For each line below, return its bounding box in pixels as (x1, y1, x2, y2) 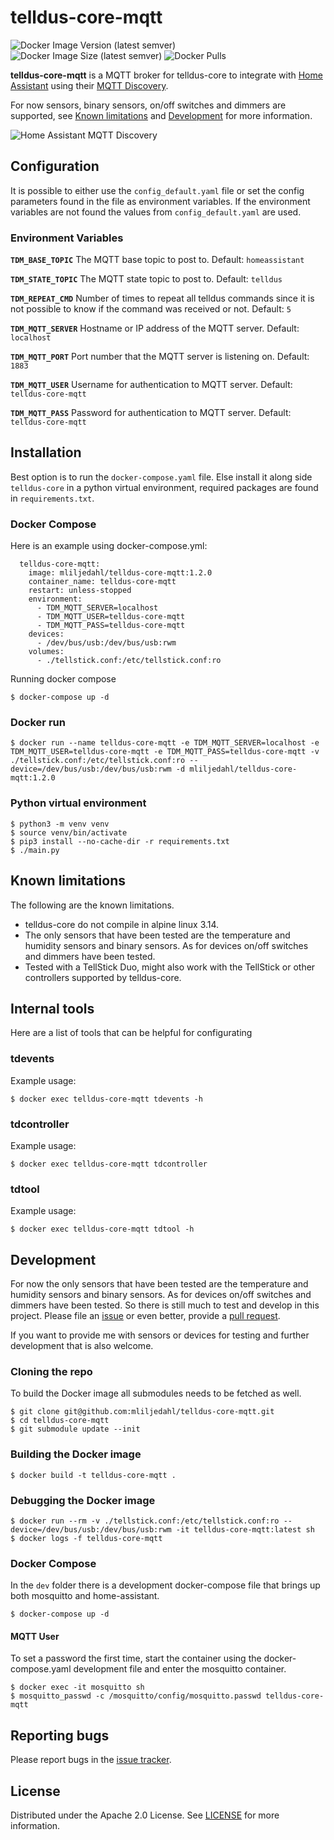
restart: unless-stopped (28, 586, 132, 596)
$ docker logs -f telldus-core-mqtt (10, 1533, 163, 1543)
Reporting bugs (10, 1727, 110, 1744)
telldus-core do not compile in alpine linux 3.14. (24, 918, 220, 930)
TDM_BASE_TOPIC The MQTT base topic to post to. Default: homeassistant (10, 254, 305, 266)
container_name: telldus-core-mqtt (28, 577, 177, 587)
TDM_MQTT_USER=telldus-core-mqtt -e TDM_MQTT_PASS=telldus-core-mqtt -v (10, 747, 320, 757)
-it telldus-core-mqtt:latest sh (175, 1524, 315, 1535)
